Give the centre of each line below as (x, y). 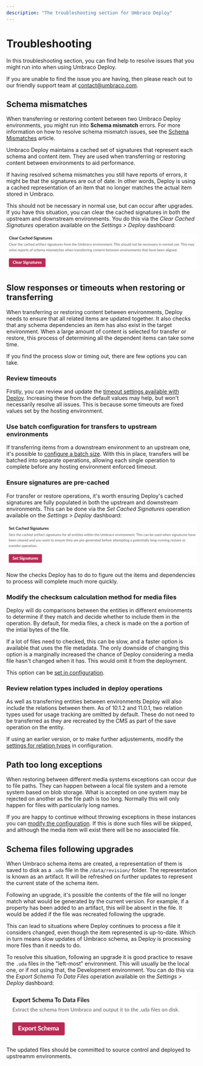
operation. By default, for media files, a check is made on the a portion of (98, 624)
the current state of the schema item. (53, 883)
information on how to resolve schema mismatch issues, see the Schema (98, 132)
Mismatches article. (31, 138)
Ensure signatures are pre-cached (58, 483)
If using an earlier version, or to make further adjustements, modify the (95, 739)
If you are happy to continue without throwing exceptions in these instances (101, 817)
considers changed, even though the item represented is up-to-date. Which (101, 932)
